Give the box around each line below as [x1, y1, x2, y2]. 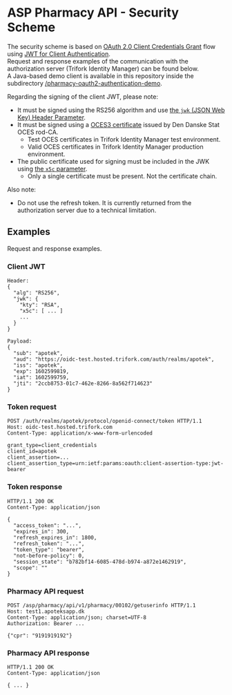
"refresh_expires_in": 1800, [13, 534, 97, 541]
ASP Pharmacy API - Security [7, 5, 180, 21]
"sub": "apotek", [13, 350, 64, 357]
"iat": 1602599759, [13, 374, 70, 381]
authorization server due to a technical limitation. [17, 206, 157, 214]
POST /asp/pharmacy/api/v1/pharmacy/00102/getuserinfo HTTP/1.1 [7, 602, 196, 609]
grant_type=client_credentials [7, 442, 97, 449]
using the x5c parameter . [17, 164, 88, 173]
